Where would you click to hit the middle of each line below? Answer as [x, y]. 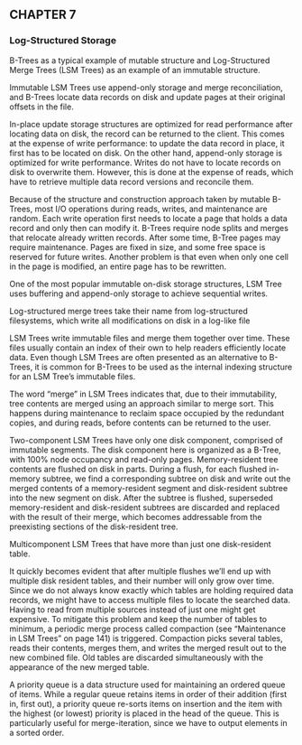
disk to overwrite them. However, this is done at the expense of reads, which [151, 172]
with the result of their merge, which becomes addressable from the [136, 517]
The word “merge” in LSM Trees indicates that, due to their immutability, [143, 394]
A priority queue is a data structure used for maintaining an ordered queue [147, 684]
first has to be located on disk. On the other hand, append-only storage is [146, 153]
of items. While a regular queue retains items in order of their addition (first [148, 694]
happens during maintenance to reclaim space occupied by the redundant [147, 413]
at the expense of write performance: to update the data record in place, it [147, 143]
